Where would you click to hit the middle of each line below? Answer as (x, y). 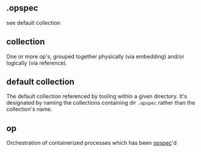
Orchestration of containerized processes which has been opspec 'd (92, 143)
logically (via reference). (37, 63)
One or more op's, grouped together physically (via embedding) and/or (95, 56)
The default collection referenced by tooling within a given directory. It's (97, 96)
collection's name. (30, 109)
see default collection (33, 22)
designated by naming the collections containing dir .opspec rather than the (101, 103)
